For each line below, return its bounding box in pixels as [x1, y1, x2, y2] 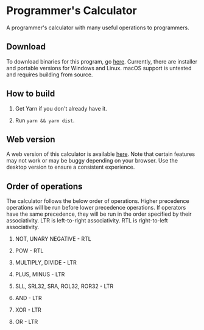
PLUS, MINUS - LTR [15, 271, 65, 278]
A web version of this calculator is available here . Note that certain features [6, 150, 195, 158]
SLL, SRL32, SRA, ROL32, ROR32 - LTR [15, 282, 114, 290]
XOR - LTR [15, 306, 41, 313]
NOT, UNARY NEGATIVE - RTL [15, 235, 91, 243]
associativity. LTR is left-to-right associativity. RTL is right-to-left [6, 217, 169, 224]
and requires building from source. [6, 71, 93, 78]
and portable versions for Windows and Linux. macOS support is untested [6, 64, 192, 71]
